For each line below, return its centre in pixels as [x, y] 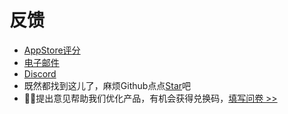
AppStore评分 [52, 50]
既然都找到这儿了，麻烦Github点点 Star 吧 [107, 85]
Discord [40, 73]
